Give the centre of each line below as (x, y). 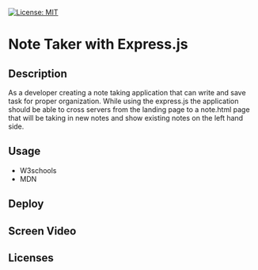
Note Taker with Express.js (98, 44)
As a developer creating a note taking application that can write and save (127, 93)
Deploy (26, 204)
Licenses (31, 258)
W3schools (38, 170)
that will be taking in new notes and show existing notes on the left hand (126, 118)
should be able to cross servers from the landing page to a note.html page (129, 110)
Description (38, 73)
